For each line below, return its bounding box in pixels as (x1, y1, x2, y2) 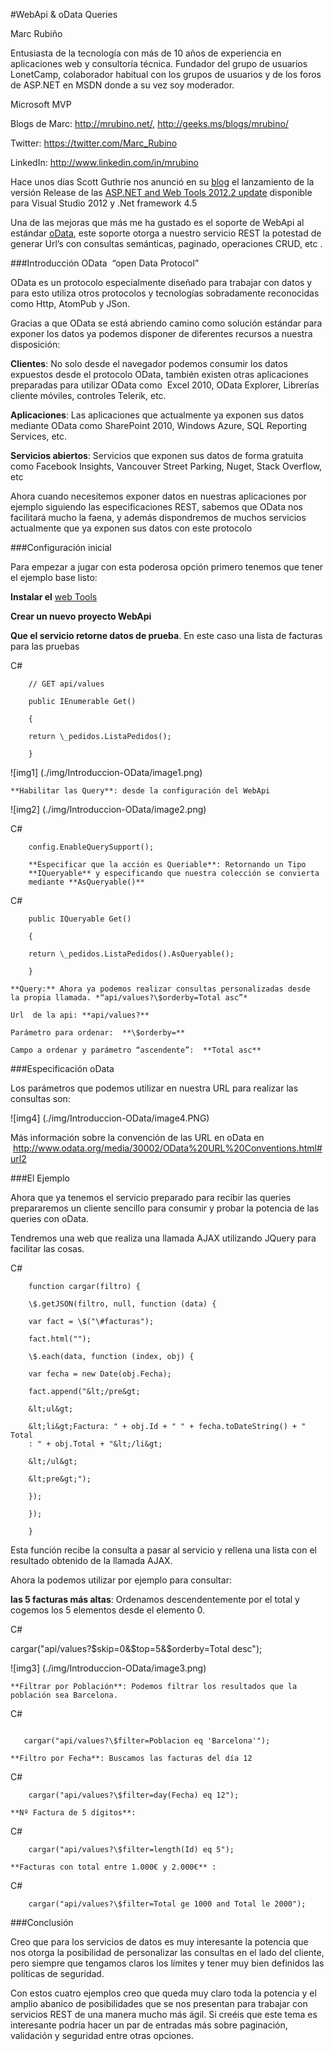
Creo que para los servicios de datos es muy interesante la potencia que (10, 1936, 309, 1948)
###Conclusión (10, 1917, 74, 1928)
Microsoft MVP (10, 99, 72, 110)
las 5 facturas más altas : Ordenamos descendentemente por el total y (10, 1594, 300, 1605)
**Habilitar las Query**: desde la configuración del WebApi (10, 786, 271, 796)
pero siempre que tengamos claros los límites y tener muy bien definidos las (10, 1957, 325, 1969)
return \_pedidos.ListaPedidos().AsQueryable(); (28, 949, 235, 959)
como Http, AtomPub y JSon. (10, 298, 130, 309)
